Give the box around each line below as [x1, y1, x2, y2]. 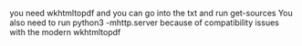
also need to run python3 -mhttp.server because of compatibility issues [9, 17, 280, 28]
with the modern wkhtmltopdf [9, 27, 121, 37]
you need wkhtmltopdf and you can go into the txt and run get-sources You [9, 8, 294, 18]
